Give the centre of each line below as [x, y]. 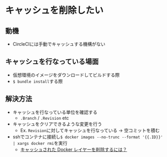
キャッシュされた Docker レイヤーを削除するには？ [74, 149]
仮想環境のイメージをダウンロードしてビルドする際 [66, 75]
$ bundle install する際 [38, 81]
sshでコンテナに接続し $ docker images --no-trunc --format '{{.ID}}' [88, 137]
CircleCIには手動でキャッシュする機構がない [59, 44]
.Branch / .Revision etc [45, 118]
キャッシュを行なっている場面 [52, 62]
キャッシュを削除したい [54, 10]
